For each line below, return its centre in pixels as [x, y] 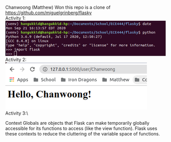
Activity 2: [16, 59]
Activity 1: [16, 18]
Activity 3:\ [17, 113]
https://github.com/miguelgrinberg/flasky [49, 13]
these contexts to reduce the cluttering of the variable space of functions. [83, 133]
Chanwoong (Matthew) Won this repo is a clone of [58, 7]
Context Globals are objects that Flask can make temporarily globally [77, 123]
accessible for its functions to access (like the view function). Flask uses [81, 128]
